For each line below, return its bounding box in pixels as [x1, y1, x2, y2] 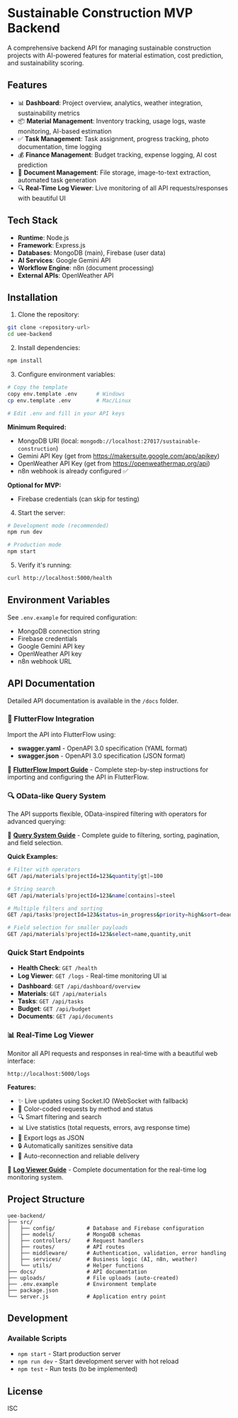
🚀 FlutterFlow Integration [7, 714, 95, 724]
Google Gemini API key [17, 642, 85, 650]
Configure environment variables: [17, 370, 115, 378]
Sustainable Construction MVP [7, 5, 193, 21]
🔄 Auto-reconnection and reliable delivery [17, 1151, 140, 1160]
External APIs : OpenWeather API [17, 271, 114, 280]
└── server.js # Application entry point [7, 1293, 166, 1300]
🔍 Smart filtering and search [17, 1112, 102, 1121]
